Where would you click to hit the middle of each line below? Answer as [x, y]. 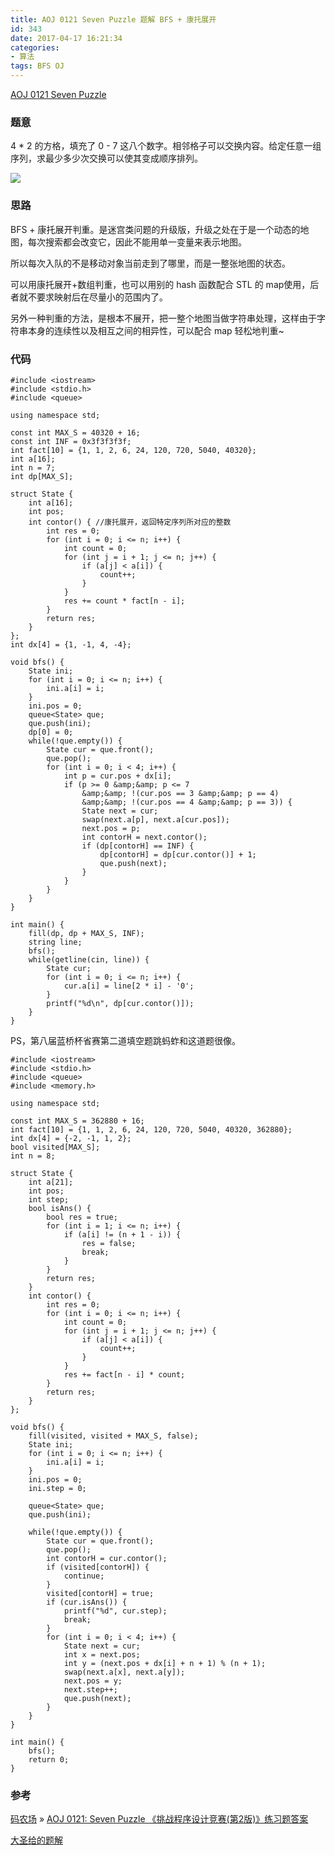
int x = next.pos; [102, 1654]
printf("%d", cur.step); [115, 1611]
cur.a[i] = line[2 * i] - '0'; [129, 986]
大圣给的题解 [36, 1840]
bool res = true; [82, 1217]
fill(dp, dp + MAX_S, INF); [86, 933]
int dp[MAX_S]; [42, 476]
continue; [84, 1576]
